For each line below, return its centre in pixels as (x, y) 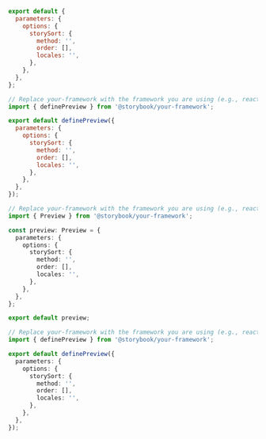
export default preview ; (49, 318)
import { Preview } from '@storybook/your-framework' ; (101, 216)
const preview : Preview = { (55, 230)
